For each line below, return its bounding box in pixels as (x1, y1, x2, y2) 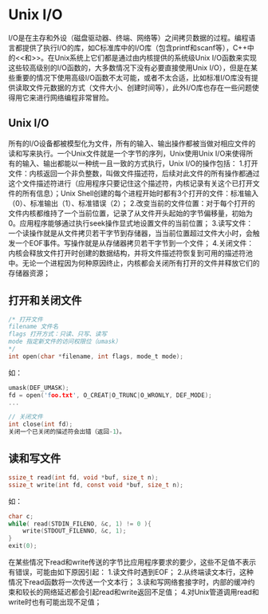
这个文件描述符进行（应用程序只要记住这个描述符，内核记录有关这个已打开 (8, 178, 253, 188)
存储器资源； (8, 268, 50, 277)
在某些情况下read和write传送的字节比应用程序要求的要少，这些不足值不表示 (8, 557, 257, 567)
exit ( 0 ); (8, 542, 37, 550)
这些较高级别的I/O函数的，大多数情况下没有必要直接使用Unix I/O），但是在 (8, 62, 251, 73)
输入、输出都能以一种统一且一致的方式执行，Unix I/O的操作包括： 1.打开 (22, 158, 258, 168)
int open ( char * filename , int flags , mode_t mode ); (8, 352, 183, 360)
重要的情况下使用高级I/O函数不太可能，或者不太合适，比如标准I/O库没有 (14, 73, 252, 82)
